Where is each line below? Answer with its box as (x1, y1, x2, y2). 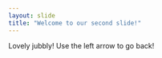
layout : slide (8, 11, 56, 20)
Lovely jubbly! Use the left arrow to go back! (8, 41, 155, 50)
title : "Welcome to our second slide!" (8, 19, 142, 27)
